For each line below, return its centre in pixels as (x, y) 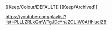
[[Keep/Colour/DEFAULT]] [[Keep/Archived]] (51, 7)
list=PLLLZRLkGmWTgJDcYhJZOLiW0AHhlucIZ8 (56, 22)
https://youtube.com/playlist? (36, 17)
